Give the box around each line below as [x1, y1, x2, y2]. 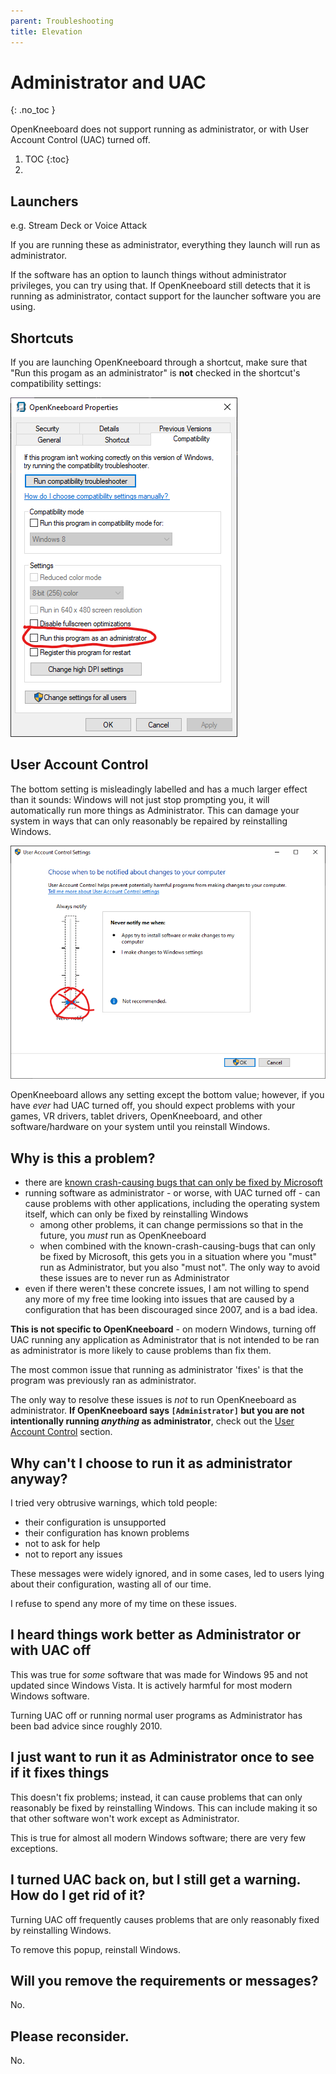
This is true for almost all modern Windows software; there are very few [10, 1831, 307, 1844]
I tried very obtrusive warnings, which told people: [10, 1497, 218, 1509]
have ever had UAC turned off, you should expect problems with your [10, 1100, 296, 1112]
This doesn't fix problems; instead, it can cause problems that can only [10, 1791, 303, 1803]
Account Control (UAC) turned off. [10, 134, 151, 146]
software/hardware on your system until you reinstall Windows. [10, 1121, 271, 1133]
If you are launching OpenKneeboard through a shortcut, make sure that [10, 356, 308, 369]
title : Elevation [10, 26, 83, 37]
